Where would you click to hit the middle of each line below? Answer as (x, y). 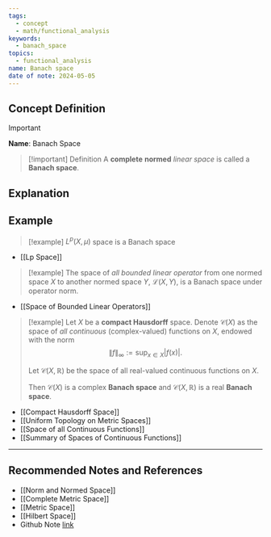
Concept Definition (57, 109)
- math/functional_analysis (63, 31)
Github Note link (47, 524)
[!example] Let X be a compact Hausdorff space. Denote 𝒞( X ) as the (143, 322)
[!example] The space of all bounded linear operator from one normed (145, 273)
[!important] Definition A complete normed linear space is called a (139, 159)
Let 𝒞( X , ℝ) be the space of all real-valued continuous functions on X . (144, 371)
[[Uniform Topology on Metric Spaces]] (85, 421)
